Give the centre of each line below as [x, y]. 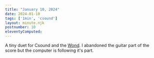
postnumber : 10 [20, 27]
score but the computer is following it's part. [49, 50]
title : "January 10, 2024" [32, 9]
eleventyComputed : [24, 32]
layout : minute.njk [25, 23]
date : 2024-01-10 [23, 14]
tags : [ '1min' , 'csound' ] [31, 18]
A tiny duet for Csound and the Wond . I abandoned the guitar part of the [77, 45]
